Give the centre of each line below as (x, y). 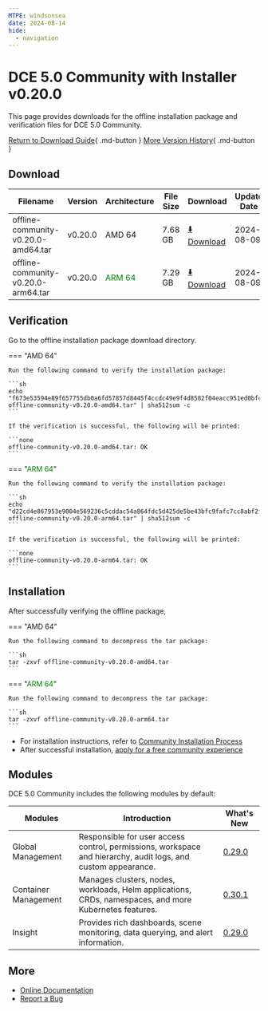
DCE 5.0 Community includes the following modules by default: (112, 794)
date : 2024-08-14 (37, 23)
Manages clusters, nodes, (127, 880)
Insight (25, 933)
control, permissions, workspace (140, 847)
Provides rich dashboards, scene (140, 922)
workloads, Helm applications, (135, 890)
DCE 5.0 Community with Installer (122, 77)
